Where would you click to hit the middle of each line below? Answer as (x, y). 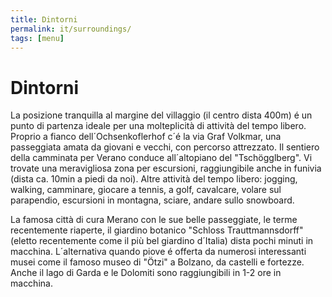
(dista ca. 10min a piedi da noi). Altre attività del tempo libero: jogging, (154, 179)
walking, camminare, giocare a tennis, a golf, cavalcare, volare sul (146, 190)
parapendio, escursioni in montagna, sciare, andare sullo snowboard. (152, 200)
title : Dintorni (44, 19)
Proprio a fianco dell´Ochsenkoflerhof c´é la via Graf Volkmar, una (146, 137)
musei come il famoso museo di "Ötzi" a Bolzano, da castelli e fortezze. (157, 262)
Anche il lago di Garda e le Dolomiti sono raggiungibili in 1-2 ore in (146, 273)
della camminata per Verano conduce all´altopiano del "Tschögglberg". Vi (161, 158)
